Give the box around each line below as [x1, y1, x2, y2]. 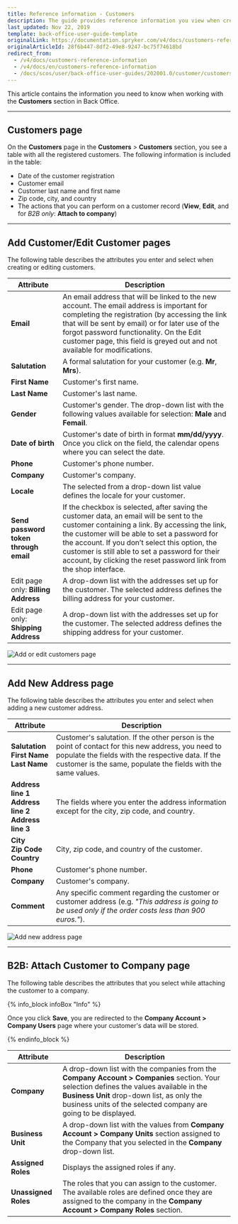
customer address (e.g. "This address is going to [55, 896, 218, 906]
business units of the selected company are [62, 1099, 208, 1109]
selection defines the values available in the [62, 1081, 208, 1091]
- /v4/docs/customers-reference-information [13, 57, 147, 64]
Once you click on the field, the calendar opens [62, 438, 220, 448]
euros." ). [55, 914, 85, 924]
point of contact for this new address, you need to [55, 741, 222, 751]
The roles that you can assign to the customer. [62, 1178, 217, 1188]
